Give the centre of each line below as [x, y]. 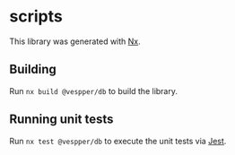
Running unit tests [61, 120]
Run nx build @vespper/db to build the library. [93, 90]
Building [33, 69]
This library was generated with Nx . [75, 41]
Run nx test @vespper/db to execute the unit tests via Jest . [118, 141]
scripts [36, 17]
